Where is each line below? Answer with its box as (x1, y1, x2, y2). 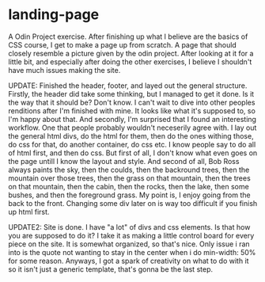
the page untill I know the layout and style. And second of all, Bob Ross (8, 156, 240, 166)
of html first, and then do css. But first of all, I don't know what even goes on (8, 148, 258, 158)
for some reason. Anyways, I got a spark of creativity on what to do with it (8, 256, 249, 265)
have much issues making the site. (8, 65, 121, 74)
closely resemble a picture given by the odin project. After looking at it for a (8, 48, 254, 58)
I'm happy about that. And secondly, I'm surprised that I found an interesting (8, 114, 257, 124)
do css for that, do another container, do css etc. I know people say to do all (8, 139, 256, 149)
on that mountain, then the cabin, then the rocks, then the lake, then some (8, 181, 249, 191)
